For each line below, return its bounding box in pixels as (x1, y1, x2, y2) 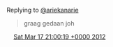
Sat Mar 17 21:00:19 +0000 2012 (13, 32, 106, 41)
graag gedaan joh (23, 19, 75, 27)
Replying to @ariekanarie (6, 6, 79, 14)
